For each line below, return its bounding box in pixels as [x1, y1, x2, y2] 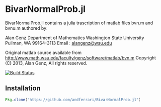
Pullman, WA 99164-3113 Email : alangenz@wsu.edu [5, 40, 112, 46]
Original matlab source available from [5, 50, 82, 55]
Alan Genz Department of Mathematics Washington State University [5, 35, 144, 41]
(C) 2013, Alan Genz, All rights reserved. [5, 60, 87, 66]
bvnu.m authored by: [5, 25, 48, 31]
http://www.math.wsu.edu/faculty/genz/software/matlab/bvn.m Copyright [5, 54, 156, 60]
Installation [5, 84, 41, 93]
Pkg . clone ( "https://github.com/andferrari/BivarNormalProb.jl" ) [5, 97, 141, 102]
